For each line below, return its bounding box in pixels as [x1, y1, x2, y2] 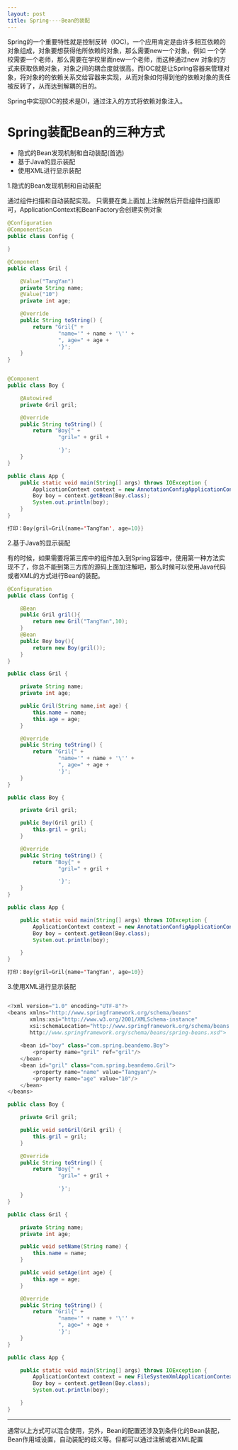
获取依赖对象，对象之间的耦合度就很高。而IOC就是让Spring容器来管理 [19, 64, 224, 72]
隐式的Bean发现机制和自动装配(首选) [17, 149, 125, 157]
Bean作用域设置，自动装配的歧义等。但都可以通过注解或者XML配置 [7, 1435, 203, 1444]
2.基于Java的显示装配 [7, 538, 71, 547]
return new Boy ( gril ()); [33, 644, 106, 652]
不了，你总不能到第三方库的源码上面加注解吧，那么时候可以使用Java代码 [13, 562, 227, 571]
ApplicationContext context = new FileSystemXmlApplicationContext [33, 1373, 236, 1381]
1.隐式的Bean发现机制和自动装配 [7, 181, 101, 190]
